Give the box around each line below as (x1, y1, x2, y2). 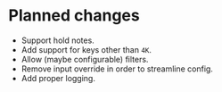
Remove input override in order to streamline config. (21, 63, 213, 74)
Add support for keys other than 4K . (21, 44, 152, 54)
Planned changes (8, 5, 140, 26)
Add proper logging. (21, 72, 95, 83)
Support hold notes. (21, 35, 95, 46)
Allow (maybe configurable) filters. (21, 54, 149, 64)
